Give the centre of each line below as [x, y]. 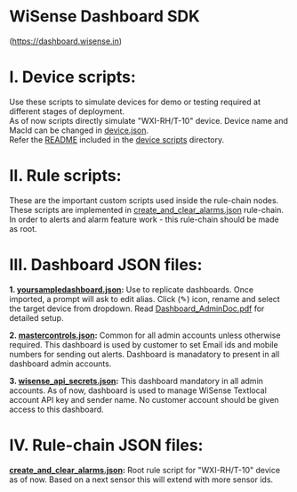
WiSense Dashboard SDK [104, 16]
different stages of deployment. [67, 111]
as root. [23, 228]
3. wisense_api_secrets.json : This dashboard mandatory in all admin [136, 381]
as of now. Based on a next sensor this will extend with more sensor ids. [141, 480]
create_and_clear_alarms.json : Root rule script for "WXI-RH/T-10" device [145, 470]
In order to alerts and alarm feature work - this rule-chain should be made [144, 219]
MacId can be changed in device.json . [79, 130]
